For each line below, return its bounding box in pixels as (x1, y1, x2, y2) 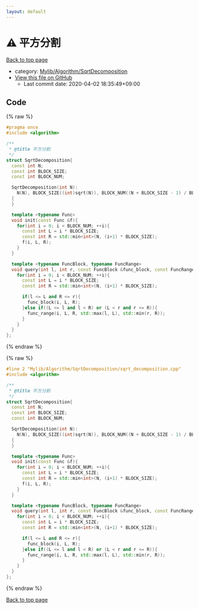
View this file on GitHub (14, 74, 73, 81)
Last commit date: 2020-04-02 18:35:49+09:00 (23, 80, 140, 87)
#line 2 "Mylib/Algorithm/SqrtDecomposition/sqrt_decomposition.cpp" (6, 366, 182, 372)
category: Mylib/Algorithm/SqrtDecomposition (14, 68, 128, 75)
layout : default (6, 8, 46, 15)
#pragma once (6, 125, 38, 130)
